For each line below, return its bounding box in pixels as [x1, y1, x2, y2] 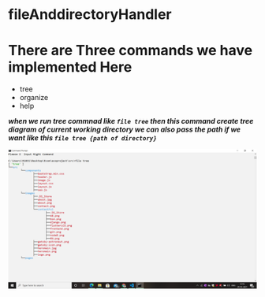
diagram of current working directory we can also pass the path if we [8, 124, 241, 135]
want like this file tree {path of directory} [8, 133, 158, 143]
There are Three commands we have [8, 42, 253, 60]
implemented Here [8, 58, 132, 76]
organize [19, 93, 49, 102]
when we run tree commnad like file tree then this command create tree [8, 117, 254, 126]
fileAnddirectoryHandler [8, 6, 172, 24]
